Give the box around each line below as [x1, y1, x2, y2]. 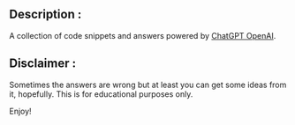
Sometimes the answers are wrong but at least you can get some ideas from [9, 79, 287, 90]
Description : [9, 7, 82, 22]
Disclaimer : [9, 56, 77, 71]
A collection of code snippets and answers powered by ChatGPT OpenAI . [9, 30, 276, 40]
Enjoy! [9, 106, 33, 116]
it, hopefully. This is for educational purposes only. [9, 88, 193, 99]
